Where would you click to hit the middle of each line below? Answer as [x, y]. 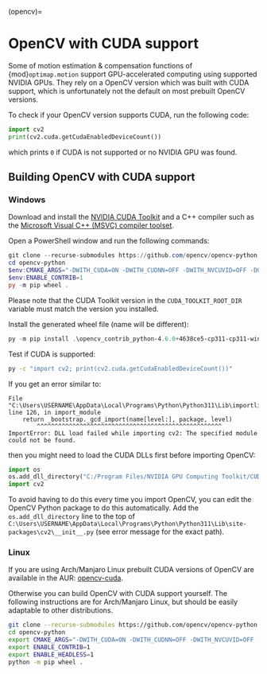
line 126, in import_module [55, 412]
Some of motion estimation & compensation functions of [101, 65]
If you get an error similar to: [55, 384]
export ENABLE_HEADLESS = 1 [51, 655]
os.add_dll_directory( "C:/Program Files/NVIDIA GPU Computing [113, 477]
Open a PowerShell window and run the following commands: [109, 241]
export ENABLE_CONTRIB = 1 [49, 648]
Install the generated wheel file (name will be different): [99, 324]
